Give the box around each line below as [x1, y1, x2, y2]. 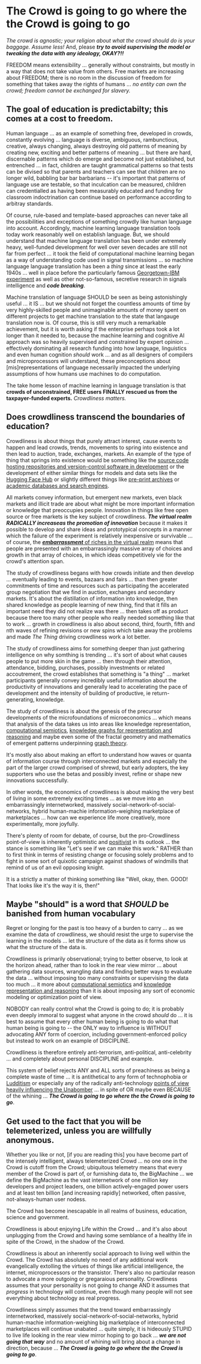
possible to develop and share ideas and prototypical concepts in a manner [6, 525, 193, 533]
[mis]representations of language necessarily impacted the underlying [6, 364, 180, 371]
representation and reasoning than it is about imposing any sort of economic [6, 987, 196, 994]
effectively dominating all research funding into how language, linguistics [6, 344, 187, 352]
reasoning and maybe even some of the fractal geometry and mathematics [6, 733, 191, 740]
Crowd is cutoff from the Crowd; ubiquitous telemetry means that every [6, 1164, 183, 1171]
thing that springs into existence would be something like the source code [6, 456, 189, 463]
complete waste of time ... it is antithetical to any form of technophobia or [6, 1073, 188, 1080]
